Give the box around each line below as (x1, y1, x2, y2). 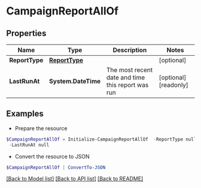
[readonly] (159, 81, 188, 89)
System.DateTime (48, 77, 101, 85)
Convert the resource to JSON (14, 153, 90, 160)
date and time (106, 73, 145, 82)
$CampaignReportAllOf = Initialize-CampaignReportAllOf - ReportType (6, 136, 184, 142)
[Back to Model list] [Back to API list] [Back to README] (6, 175, 144, 183)
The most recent (106, 66, 153, 74)
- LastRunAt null (8, 142, 50, 148)
